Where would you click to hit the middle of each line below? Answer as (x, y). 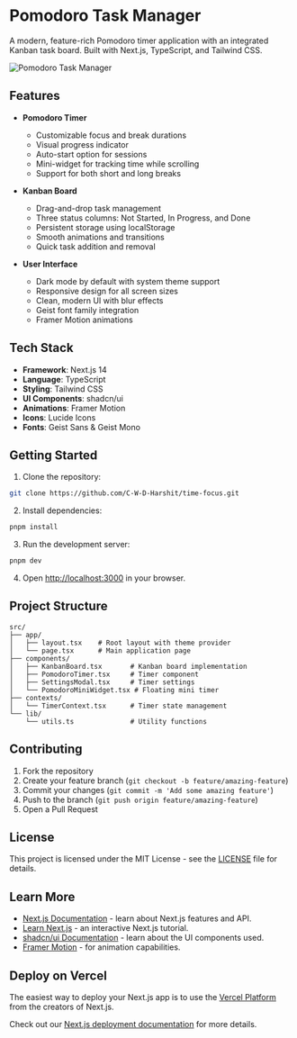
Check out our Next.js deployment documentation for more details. (133, 1024)
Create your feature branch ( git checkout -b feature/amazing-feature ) (155, 781)
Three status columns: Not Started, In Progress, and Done (143, 218)
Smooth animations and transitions (100, 237)
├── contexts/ (36, 698)
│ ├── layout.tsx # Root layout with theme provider (120, 643)
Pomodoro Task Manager (105, 16)
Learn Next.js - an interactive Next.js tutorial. (105, 928)
